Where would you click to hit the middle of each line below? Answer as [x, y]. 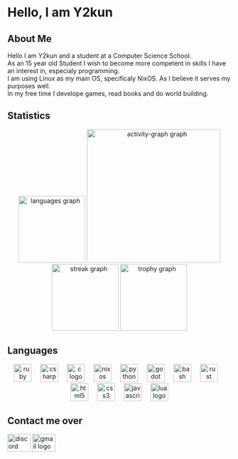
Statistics [29, 116]
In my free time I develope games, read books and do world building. [108, 94]
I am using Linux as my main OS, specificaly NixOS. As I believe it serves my [119, 78]
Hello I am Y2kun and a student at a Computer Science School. [99, 56]
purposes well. [29, 86]
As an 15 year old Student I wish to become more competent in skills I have [117, 63]
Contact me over [45, 421]
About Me [29, 39]
